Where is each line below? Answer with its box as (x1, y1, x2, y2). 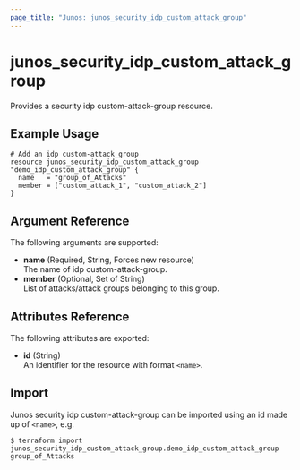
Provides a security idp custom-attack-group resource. (10, 100, 213, 111)
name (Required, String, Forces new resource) (22, 254, 195, 265)
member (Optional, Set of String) (22, 274, 146, 285)
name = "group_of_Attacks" (18, 174, 127, 183)
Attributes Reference (10, 309, 130, 324)
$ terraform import (10, 436, 83, 445)
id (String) (22, 350, 61, 361)
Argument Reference (10, 213, 130, 228)
